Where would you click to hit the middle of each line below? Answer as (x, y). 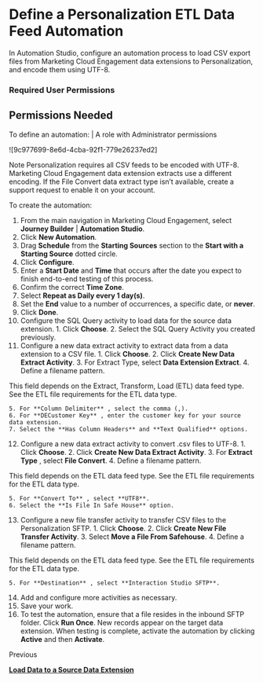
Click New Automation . (58, 236)
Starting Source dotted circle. (69, 254)
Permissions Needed (61, 115)
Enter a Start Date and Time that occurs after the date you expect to (131, 270)
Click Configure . (47, 262)
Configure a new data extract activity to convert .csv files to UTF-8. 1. (133, 444)
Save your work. (47, 606)
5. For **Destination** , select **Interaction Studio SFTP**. (115, 583)
